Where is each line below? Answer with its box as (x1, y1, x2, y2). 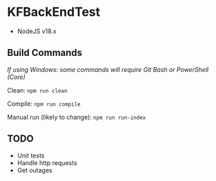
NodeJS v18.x (17, 27, 57, 35)
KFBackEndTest (7, 4, 101, 20)
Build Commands (7, 47, 83, 59)
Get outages (17, 166, 53, 174)
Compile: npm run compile (7, 99, 81, 108)
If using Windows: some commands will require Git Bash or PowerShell (7, 65, 209, 73)
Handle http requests (17, 158, 77, 166)
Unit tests (17, 151, 45, 160)
